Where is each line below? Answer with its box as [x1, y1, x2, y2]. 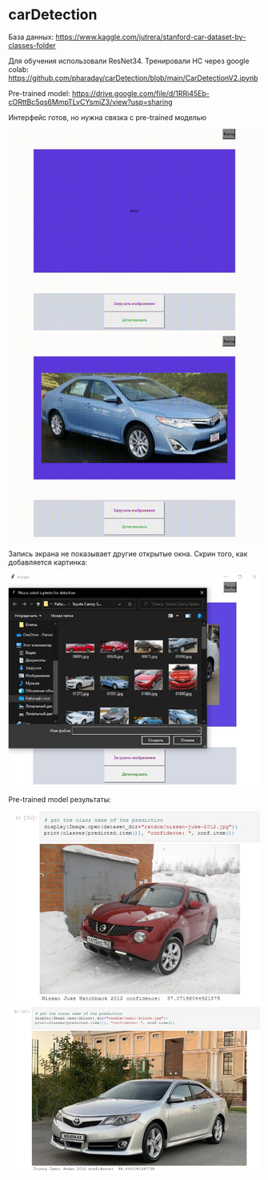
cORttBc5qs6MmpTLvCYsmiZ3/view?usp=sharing [8, 97, 174, 106]
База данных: [8, 32, 54, 42]
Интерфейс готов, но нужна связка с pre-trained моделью [8, 112, 207, 122]
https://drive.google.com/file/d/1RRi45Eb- [71, 88, 210, 98]
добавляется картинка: [8, 558, 88, 568]
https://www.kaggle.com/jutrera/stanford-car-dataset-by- [55, 32, 246, 42]
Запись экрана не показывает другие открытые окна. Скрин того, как [8, 549, 248, 559]
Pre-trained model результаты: [8, 794, 112, 804]
